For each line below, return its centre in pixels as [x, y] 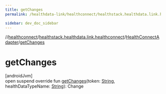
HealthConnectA [143, 37]
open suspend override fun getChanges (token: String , [60, 81]
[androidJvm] [19, 76]
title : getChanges [24, 10]
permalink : [16, 14]
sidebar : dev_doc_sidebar [32, 23]
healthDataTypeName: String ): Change [44, 86]
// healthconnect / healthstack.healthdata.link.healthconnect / [65, 37]
